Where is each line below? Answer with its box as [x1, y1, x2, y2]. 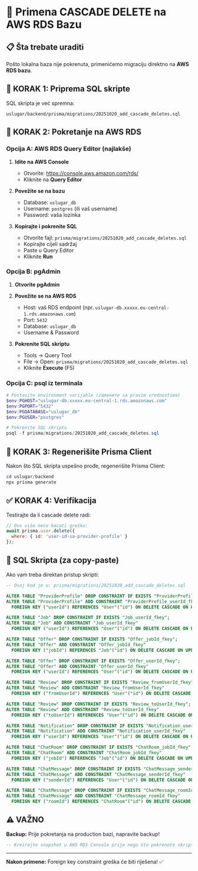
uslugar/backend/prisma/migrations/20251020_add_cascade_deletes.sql [6, 111, 181, 117]
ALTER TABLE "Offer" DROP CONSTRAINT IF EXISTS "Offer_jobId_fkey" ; [6, 636, 178, 642]
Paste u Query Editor [23, 246, 74, 254]
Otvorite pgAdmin [14, 281, 60, 288]
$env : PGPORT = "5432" [6, 403, 54, 409]
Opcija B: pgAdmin [6, 268, 61, 276]
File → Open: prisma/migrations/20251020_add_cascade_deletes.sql [23, 358, 189, 365]
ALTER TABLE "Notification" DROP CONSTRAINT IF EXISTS [6, 722, 144, 729]
